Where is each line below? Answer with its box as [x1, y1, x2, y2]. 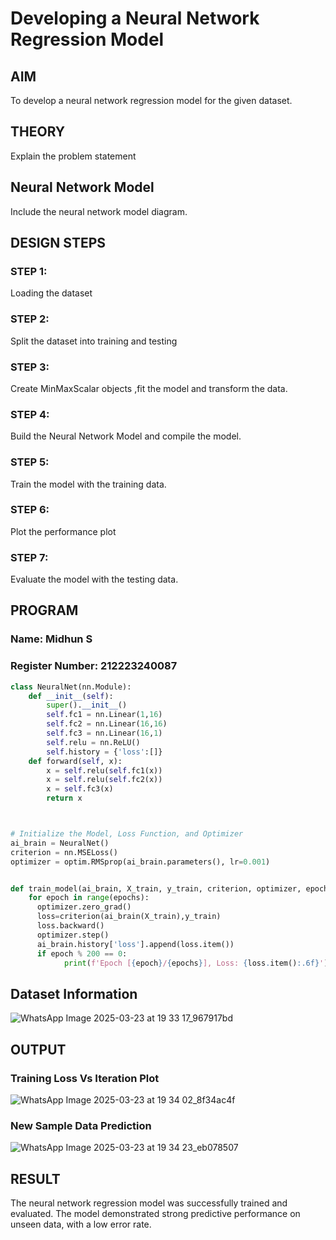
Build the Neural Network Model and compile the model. [10, 430, 242, 442]
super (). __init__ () [46, 700, 128, 711]
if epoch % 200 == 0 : [36, 948, 128, 959]
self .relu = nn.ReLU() [46, 737, 141, 747]
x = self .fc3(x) [46, 784, 114, 794]
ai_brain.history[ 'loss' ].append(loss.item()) [36, 939, 235, 949]
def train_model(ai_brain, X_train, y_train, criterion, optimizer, [10, 883, 302, 894]
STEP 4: [10, 407, 50, 421]
